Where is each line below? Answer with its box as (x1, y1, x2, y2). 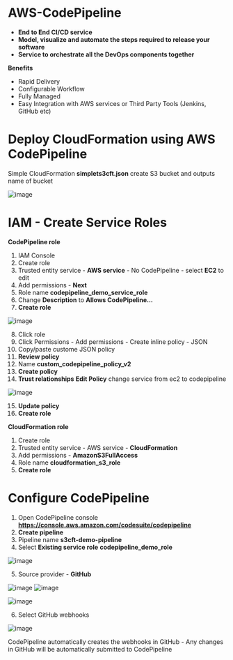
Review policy (17, 352, 60, 361)
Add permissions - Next (17, 280, 88, 289)
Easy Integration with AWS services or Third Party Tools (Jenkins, (17, 99, 207, 107)
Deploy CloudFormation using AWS (8, 131, 216, 147)
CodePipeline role (8, 237, 61, 246)
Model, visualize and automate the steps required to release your (17, 35, 210, 43)
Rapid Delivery (17, 77, 61, 85)
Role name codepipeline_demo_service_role (17, 288, 148, 297)
